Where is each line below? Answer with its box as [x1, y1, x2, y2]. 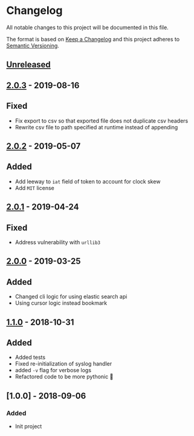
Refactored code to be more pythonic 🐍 [15, 373, 114, 380]
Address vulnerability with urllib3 [15, 238, 101, 246]
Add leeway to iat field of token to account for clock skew [15, 177, 161, 185]
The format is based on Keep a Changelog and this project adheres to [6, 35, 180, 43]
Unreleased [6, 60, 51, 70]
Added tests [15, 353, 46, 361]
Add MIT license [15, 184, 54, 191]
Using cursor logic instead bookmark [15, 299, 108, 307]
